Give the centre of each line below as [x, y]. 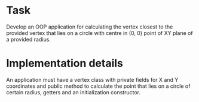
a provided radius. [28, 39]
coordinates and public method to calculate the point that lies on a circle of [98, 86]
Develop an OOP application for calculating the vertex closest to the [90, 27]
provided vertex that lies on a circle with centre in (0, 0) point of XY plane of [99, 33]
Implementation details [65, 63]
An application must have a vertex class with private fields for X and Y [92, 79]
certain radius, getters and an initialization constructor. [74, 92]
